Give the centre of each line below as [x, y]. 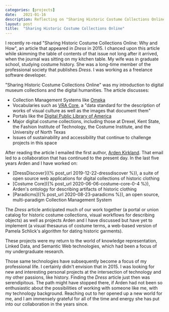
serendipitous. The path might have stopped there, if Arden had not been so [84, 283]
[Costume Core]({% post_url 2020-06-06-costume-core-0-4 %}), [81, 184]
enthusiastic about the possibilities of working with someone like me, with [81, 288]
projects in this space [35, 143]
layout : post [19, 24]
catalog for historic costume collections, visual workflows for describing [80, 215]
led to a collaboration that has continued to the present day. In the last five [82, 158]
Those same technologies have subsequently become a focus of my [76, 261]
